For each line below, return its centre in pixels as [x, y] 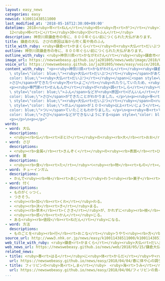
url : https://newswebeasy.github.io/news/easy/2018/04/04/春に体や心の [82, 261]
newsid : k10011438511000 [30, 19]
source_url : [17, 238]
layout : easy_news [24, 10]
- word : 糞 [16, 156]
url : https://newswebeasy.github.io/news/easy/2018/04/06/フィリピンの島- [85, 270]
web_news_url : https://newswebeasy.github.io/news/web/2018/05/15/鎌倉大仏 [83, 247]
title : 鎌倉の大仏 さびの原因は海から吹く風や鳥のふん [55, 42]
